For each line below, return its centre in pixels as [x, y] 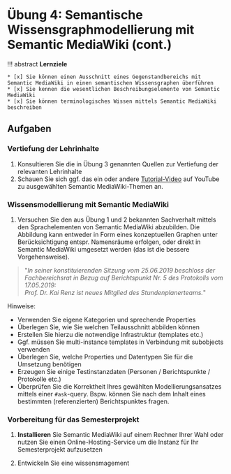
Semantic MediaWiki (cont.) [90, 45]
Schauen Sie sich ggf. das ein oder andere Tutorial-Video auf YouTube [118, 179]
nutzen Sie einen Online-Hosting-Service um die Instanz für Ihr [108, 442]
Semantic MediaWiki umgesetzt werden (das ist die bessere [103, 249]
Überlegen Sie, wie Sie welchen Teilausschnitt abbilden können [109, 327]
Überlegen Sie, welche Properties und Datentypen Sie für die [105, 357]
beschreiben [24, 107]
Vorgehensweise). [43, 257]
